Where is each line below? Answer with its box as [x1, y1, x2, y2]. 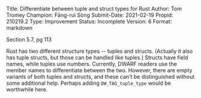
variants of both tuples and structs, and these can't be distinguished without [6, 73, 195, 80]
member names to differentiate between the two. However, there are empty [6, 67, 193, 74]
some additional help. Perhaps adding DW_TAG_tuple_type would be [6, 79, 171, 87]
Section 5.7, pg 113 [6, 36, 52, 43]
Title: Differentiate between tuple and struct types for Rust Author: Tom [6, 5, 182, 12]
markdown [6, 24, 33, 31]
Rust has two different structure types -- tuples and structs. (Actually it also [6, 47, 193, 55]
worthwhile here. [6, 86, 48, 93]
